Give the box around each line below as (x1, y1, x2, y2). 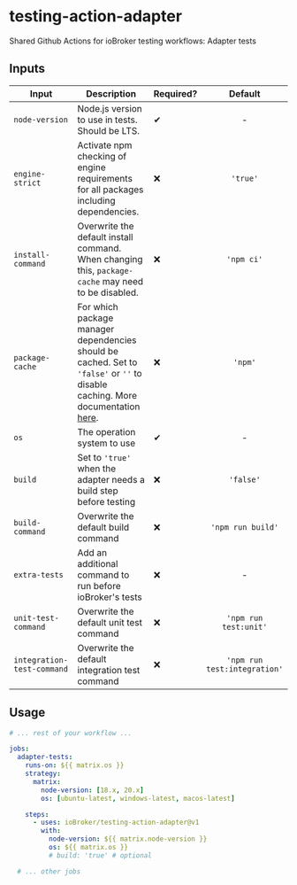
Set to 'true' (77, 451, 132, 463)
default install (77, 230, 133, 243)
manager (77, 322, 115, 335)
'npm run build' (210, 522, 279, 532)
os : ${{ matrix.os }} (48, 843, 128, 852)
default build (77, 521, 130, 533)
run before (77, 579, 121, 592)
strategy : (25, 769, 62, 779)
